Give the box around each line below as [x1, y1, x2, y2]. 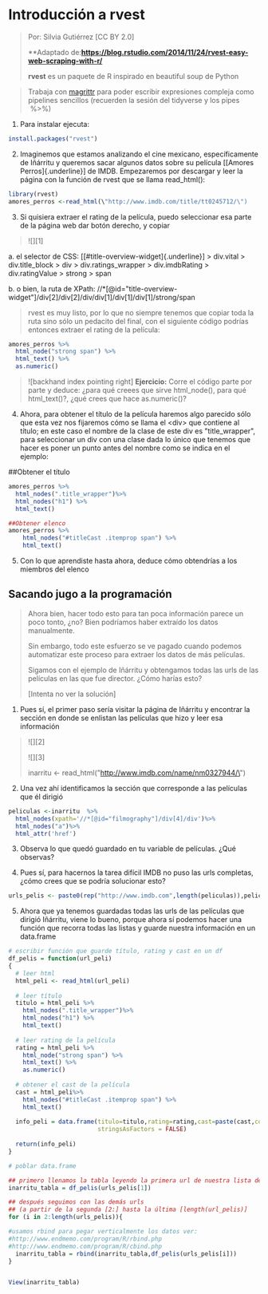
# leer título [15, 991, 62, 999]
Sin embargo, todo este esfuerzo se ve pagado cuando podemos [27, 641, 242, 651]
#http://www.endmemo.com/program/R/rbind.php [8, 1235, 162, 1243]
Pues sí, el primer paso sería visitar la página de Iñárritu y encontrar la [19, 704, 250, 714]
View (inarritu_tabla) [8, 1279, 81, 1287]
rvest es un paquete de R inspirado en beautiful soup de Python [27, 71, 239, 81]
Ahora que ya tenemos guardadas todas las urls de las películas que [19, 906, 245, 916]
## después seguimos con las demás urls [8, 1198, 145, 1206]
